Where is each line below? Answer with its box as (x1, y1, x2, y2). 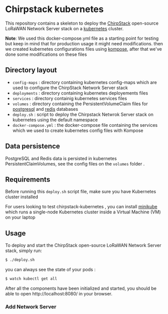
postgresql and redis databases (12, 106, 78, 112)
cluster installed (5, 194, 38, 200)
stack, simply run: (5, 248, 42, 254)
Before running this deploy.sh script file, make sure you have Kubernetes (5, 189, 156, 195)
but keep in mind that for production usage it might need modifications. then (5, 40, 163, 46)
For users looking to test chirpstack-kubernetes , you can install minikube (5, 204, 157, 210)
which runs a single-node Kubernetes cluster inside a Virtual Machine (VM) (5, 209, 161, 215)
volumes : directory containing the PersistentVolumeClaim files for (12, 101, 148, 107)
